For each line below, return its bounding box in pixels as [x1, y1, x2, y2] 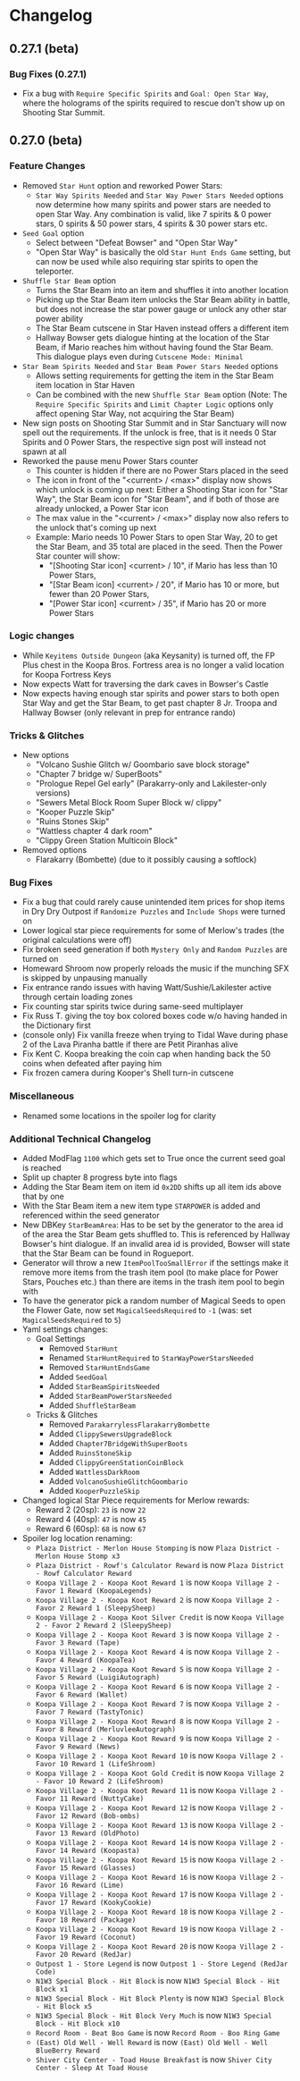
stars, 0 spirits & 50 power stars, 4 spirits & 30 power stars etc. [35, 218, 268, 229]
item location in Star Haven [35, 379, 136, 390]
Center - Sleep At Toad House [35, 2064, 149, 2073]
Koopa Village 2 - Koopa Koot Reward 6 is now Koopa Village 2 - [35, 1681, 280, 1692]
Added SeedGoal [48, 1371, 109, 1382]
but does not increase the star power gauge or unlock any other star [35, 303, 287, 314]
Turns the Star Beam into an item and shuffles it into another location [35, 284, 288, 295]
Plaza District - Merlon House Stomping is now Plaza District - [35, 1543, 280, 1554]
